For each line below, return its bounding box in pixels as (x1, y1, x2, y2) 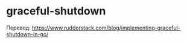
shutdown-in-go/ (6, 30, 49, 37)
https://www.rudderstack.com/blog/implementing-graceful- (32, 24, 181, 31)
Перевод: (6, 24, 31, 31)
